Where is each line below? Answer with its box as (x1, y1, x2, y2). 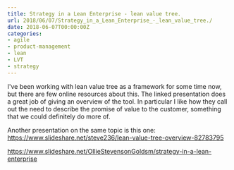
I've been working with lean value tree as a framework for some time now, (7, 82, 222, 90)
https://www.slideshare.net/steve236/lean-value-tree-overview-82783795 (7, 133, 224, 142)
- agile (7, 37, 30, 44)
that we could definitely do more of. (7, 112, 111, 121)
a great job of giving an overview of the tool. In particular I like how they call (7, 97, 228, 106)
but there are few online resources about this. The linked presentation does (7, 90, 226, 98)
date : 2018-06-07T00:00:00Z (7, 23, 90, 30)
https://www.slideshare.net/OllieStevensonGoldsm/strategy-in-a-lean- (7, 147, 212, 155)
